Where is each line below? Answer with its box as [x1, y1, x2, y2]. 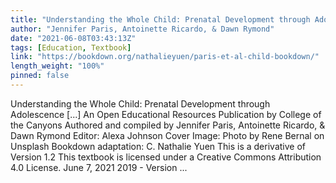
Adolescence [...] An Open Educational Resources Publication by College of [10, 108, 322, 120]
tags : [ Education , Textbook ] [10, 42, 132, 53]
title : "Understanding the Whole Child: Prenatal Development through [10, 14, 311, 25]
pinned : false [10, 71, 70, 81]
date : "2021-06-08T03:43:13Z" [10, 33, 137, 43]
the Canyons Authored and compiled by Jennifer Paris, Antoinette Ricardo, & [10, 119, 326, 131]
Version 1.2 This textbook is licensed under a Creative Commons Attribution [10, 151, 322, 163]
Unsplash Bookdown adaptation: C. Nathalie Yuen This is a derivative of [10, 140, 306, 152]
